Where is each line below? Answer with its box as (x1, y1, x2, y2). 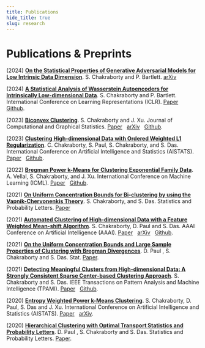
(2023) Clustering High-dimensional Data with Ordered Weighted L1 (6, 135, 182, 143)
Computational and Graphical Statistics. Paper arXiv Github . (6, 123, 163, 130)
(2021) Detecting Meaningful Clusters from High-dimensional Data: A (6, 265, 186, 273)
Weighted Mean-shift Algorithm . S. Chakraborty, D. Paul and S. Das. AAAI (6, 223, 195, 230)
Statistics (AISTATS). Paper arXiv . (6, 310, 94, 317)
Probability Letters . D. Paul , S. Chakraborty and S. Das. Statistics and (6, 328, 184, 336)
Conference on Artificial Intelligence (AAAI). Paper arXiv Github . (6, 229, 173, 236)
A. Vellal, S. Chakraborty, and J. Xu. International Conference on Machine (6, 172, 192, 180)
